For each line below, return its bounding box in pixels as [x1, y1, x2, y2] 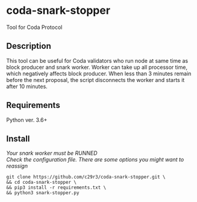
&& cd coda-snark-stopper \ [6, 179, 77, 186]
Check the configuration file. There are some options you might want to [6, 156, 184, 163]
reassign [6, 162, 28, 169]
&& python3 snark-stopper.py [6, 190, 80, 196]
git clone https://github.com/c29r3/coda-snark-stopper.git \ [6, 174, 166, 180]
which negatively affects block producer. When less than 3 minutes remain [6, 70, 192, 77]
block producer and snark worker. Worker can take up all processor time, [6, 63, 188, 71]
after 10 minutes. [6, 83, 48, 90]
